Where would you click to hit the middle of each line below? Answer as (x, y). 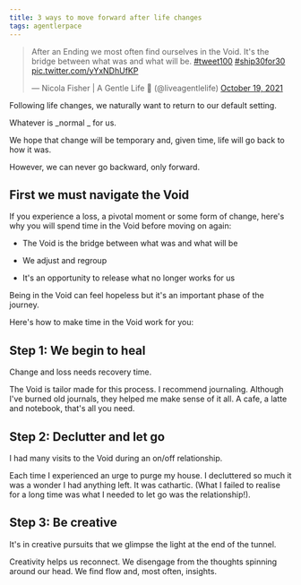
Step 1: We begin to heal (77, 350)
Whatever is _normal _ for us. (63, 123)
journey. (24, 305)
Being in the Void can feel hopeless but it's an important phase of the (137, 296)
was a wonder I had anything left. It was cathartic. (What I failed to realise (145, 485)
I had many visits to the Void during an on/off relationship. (116, 458)
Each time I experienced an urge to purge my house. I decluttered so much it (150, 475)
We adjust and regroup (64, 261)
